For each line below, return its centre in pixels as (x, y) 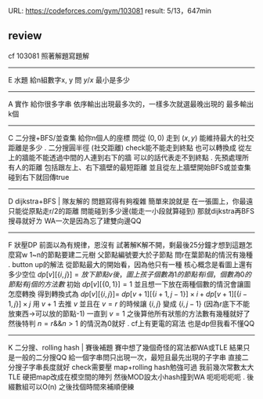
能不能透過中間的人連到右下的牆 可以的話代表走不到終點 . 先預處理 (135, 157)
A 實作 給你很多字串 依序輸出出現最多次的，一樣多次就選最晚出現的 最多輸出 (131, 104)
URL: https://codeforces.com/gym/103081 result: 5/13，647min (110, 11)
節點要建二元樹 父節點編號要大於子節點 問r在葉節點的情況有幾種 (150, 254)
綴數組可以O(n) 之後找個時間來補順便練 (71, 386)
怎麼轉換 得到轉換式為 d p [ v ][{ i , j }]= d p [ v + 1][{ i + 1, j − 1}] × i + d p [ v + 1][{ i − (128, 294)
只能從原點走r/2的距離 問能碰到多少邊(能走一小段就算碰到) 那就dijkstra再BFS (131, 210)
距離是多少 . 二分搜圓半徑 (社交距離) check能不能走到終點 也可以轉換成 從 (126, 148)
